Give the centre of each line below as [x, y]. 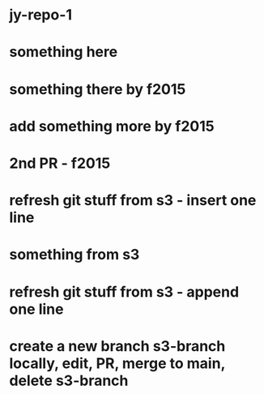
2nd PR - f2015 [60, 163]
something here [64, 52]
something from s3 [75, 255]
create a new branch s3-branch [117, 346]
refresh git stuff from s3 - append [124, 291]
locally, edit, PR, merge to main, [117, 363]
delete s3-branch [69, 381]
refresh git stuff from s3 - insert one [133, 201]
